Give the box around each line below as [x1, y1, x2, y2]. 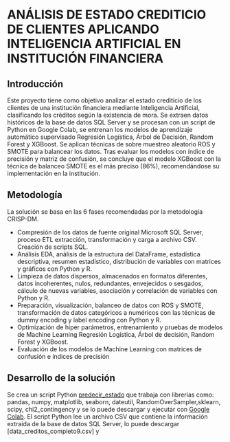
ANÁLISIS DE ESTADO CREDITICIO [7, 7, 207, 23]
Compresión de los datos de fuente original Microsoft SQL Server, [16, 228, 204, 236]
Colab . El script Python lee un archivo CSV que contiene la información [7, 412, 208, 421]
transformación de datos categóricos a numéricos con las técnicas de [16, 308, 216, 316]
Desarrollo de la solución [7, 372, 115, 384]
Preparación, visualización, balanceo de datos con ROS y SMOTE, [16, 301, 204, 309]
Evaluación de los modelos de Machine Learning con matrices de [16, 344, 203, 353]
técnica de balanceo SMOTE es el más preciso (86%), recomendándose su [7, 162, 220, 170]
